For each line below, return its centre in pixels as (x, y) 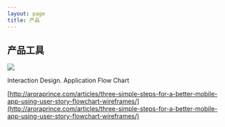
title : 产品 (23, 20)
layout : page (26, 14)
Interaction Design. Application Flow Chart (68, 80)
